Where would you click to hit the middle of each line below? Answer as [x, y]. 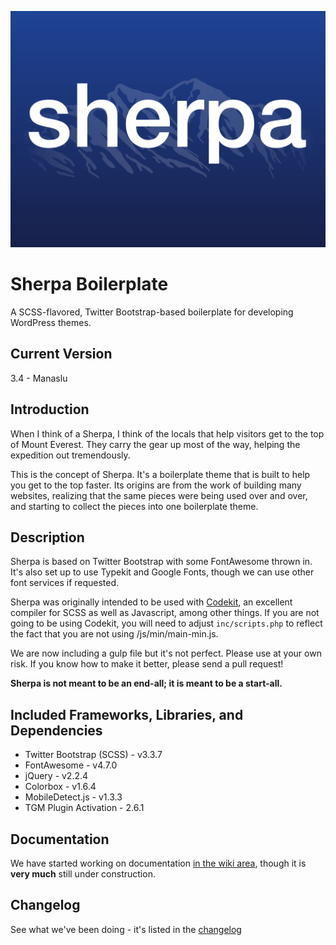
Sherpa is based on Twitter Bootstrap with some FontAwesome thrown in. [161, 562]
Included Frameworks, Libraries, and [127, 714]
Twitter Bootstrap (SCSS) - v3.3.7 [93, 755]
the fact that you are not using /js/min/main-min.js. [114, 634]
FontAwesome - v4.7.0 [71, 765]
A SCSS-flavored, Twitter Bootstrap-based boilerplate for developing [152, 312]
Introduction [50, 409]
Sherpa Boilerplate [89, 284]
